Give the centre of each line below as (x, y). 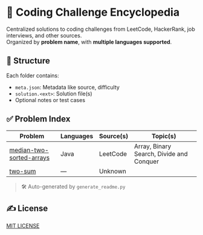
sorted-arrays (30, 158)
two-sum (23, 171)
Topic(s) (164, 136)
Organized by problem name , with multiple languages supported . (89, 42)
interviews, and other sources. (44, 35)
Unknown (113, 171)
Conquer (146, 161)
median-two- (29, 150)
